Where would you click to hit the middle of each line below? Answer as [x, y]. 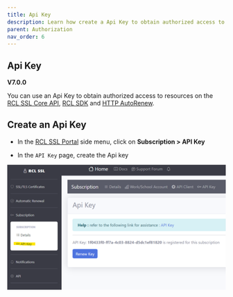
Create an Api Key [47, 125]
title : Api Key [29, 15]
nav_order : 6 [26, 37]
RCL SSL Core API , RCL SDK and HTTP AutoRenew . [81, 103]
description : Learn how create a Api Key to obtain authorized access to [116, 22]
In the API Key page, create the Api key [73, 155]
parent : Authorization [40, 29]
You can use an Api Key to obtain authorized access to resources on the [110, 96]
